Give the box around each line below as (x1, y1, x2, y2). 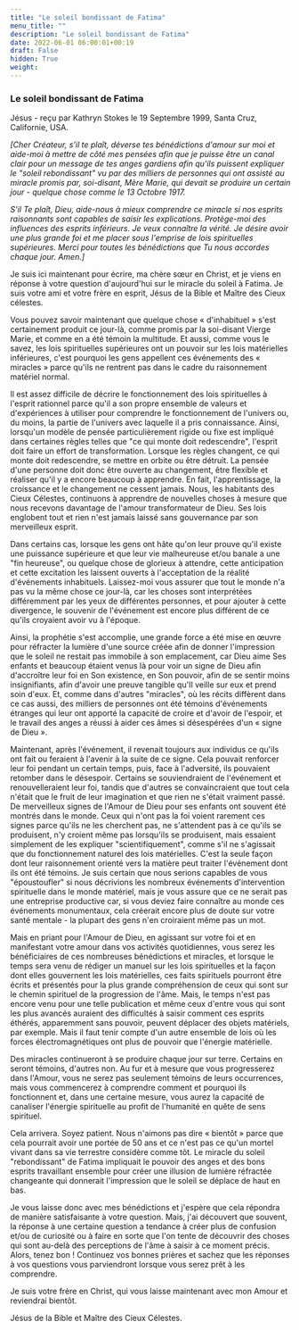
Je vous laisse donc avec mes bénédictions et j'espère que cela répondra (10, 1202, 280, 1213)
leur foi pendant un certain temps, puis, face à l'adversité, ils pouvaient (10, 763, 271, 774)
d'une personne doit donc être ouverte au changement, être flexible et (10, 465, 268, 476)
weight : (10, 63, 39, 72)
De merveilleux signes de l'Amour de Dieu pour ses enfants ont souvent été (10, 801, 287, 812)
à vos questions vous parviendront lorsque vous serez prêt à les (10, 1259, 246, 1270)
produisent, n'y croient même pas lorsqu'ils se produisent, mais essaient (10, 829, 277, 840)
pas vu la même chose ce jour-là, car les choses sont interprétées (10, 586, 253, 597)
